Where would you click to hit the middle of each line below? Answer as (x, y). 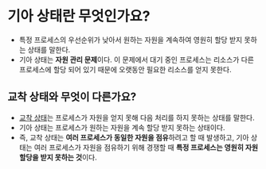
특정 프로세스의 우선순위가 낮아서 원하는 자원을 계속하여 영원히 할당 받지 (131, 40)
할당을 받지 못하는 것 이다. (58, 157)
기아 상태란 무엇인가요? (79, 16)
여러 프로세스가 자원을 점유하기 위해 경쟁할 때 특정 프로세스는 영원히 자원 (146, 147)
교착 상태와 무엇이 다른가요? (72, 97)
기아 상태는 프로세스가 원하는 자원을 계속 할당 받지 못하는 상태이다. (122, 127)
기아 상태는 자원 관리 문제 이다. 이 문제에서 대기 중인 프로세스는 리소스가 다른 (136, 60)
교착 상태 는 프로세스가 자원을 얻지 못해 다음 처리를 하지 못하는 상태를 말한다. (137, 117)
